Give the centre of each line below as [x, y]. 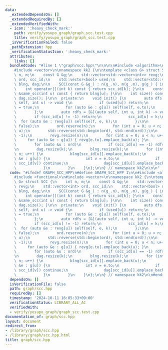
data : [11, 10]
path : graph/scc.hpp [31, 289]
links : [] [24, 61]
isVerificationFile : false [38, 284]
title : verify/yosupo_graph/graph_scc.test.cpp [64, 38]
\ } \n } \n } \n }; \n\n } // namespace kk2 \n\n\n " [87, 168]
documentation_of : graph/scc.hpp [40, 316]
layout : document [23, 321]
